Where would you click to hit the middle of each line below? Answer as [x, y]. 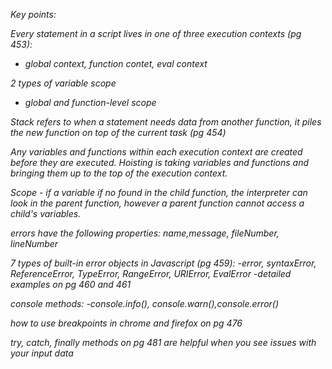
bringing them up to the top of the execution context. [119, 173]
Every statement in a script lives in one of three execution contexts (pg [156, 33]
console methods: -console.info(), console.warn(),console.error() [145, 303]
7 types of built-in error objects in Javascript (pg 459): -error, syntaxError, [163, 263]
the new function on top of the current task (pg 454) [118, 132]
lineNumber [34, 243]
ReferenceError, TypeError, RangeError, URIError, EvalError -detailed [151, 273]
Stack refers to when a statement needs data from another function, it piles [166, 122]
